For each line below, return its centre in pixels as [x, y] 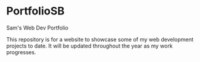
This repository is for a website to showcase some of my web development [100, 39]
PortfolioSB [35, 11]
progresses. [21, 52]
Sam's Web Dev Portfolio [37, 28]
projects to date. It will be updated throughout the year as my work [89, 46]
